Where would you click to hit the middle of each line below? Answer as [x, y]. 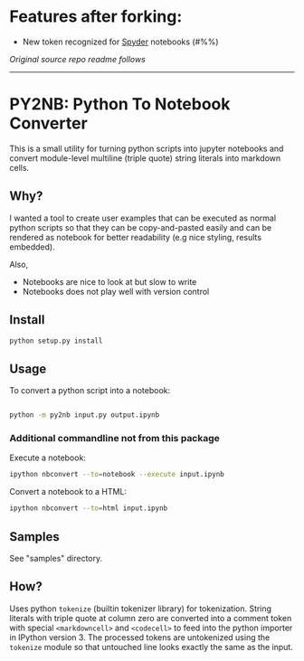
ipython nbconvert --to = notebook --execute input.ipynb [117, 475]
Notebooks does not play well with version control [116, 291]
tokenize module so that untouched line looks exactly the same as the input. [152, 647]
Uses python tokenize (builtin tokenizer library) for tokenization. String [141, 609]
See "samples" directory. [56, 558]
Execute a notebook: [47, 458]
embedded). [33, 247]
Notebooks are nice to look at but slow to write [109, 281]
